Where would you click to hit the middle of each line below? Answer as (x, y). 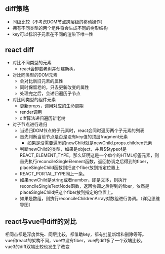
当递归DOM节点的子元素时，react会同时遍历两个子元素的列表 (82, 130)
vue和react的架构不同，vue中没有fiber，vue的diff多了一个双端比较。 (75, 241)
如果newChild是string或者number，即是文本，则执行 (73, 180)
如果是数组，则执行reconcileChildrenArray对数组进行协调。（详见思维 (90, 198)
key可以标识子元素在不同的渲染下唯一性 (53, 34)
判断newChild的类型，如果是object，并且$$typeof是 (73, 149)
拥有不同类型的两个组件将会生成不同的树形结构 (60, 28)
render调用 (31, 112)
